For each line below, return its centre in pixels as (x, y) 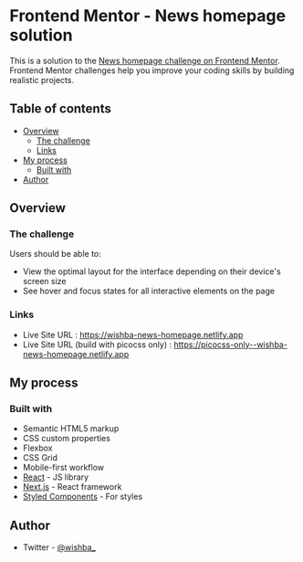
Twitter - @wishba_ (59, 547)
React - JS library (56, 477)
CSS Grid (40, 458)
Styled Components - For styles (83, 497)
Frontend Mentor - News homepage (147, 16)
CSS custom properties (67, 439)
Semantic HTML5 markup (71, 429)
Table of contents (60, 109)
